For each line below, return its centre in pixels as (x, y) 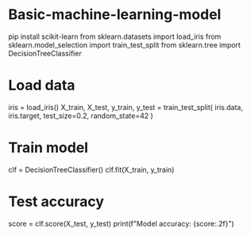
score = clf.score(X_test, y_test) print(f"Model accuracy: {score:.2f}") (121, 223)
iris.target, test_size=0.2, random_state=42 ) (81, 116)
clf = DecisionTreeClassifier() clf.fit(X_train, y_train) (91, 169)
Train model (48, 148)
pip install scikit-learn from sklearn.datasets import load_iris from (115, 36)
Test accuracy (56, 202)
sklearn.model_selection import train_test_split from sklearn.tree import (124, 44)
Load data (42, 86)
